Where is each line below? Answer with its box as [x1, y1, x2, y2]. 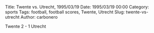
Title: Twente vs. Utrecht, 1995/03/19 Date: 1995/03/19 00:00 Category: [5, 4, 149, 10]
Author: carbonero [20, 14, 58, 20]
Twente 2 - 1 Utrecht [5, 23, 46, 29]
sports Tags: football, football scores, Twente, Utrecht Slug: [5, 9, 125, 15]
